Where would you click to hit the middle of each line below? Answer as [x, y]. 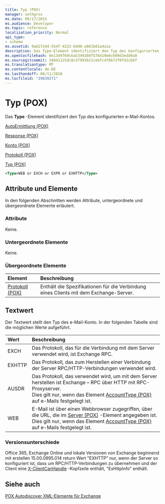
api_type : [15, 37]
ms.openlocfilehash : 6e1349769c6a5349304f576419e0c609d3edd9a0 [71, 55]
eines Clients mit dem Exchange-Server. [87, 293]
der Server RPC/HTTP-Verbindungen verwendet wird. [94, 368]
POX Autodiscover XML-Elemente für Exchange [53, 496]
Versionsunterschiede [32, 442]
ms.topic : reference [26, 28]
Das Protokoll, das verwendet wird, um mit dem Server [94, 376]
